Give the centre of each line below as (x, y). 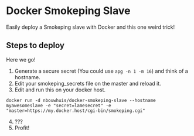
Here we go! (21, 59)
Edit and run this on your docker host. (60, 90)
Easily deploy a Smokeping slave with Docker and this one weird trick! (91, 27)
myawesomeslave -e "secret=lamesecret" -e (59, 106)
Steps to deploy (35, 45)
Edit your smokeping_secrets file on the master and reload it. (88, 83)
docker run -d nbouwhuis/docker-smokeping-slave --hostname (81, 100)
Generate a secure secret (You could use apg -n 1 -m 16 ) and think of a (101, 71)
